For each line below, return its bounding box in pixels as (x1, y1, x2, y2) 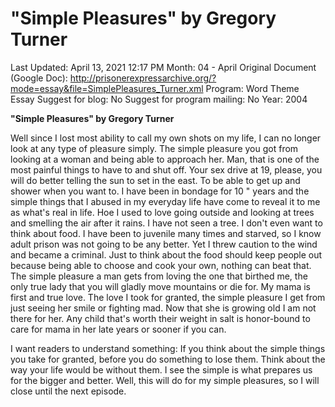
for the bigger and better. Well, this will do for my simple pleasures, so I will (10, 374, 320, 386)
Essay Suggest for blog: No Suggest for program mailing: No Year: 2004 (10, 93, 308, 105)
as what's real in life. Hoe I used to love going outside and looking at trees (10, 206, 315, 218)
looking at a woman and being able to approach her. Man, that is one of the (10, 153, 320, 165)
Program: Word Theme (205, 82, 300, 94)
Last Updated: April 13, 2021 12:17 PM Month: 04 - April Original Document (10, 61, 317, 73)
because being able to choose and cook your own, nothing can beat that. (10, 259, 312, 271)
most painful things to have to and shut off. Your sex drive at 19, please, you (10, 163, 323, 176)
